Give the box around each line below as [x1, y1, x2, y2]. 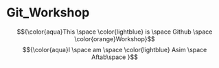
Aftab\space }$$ [91, 53, 138, 61]
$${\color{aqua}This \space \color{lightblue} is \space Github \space [16, 27, 213, 36]
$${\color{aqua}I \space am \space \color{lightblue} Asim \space [22, 45, 207, 54]
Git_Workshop [6, 5, 90, 21]
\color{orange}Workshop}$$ [74, 34, 155, 43]
